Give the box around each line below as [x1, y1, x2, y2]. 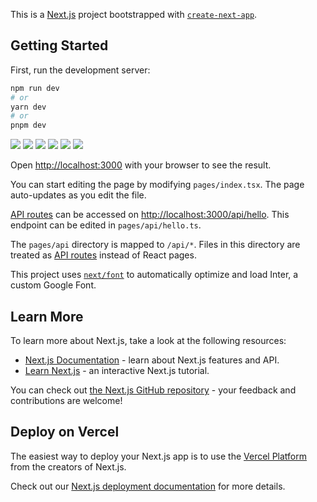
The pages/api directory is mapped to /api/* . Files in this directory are [10, 239, 301, 251]
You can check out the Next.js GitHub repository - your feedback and [10, 384, 297, 396]
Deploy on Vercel [10, 424, 120, 441]
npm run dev [10, 83, 60, 93]
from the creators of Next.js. [10, 460, 127, 473]
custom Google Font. [10, 279, 97, 291]
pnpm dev [10, 120, 47, 131]
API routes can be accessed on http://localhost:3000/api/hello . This [10, 209, 290, 221]
